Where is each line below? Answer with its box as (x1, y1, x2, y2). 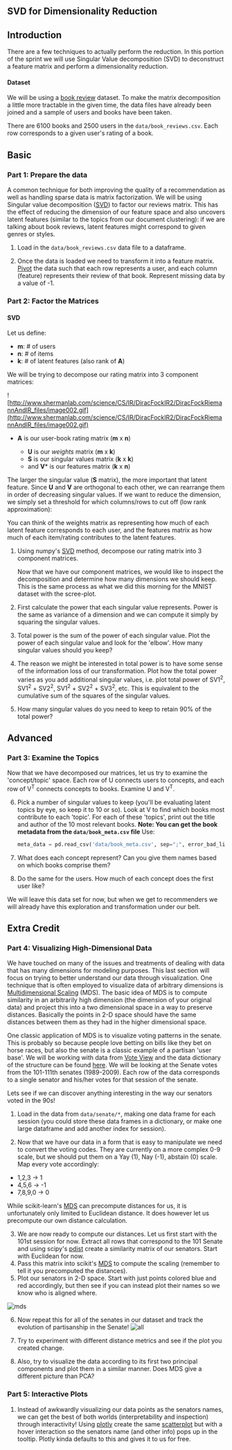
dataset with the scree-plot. (17, 589, 97, 598)
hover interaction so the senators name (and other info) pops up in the (17, 1427, 218, 1435)
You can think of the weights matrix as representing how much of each (7, 519, 209, 527)
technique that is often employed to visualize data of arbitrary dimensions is (7, 981, 224, 990)
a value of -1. (17, 279, 55, 287)
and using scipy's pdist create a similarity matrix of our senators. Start (17, 1245, 218, 1253)
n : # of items (17, 349, 54, 358)
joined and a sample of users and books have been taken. (7, 108, 172, 116)
